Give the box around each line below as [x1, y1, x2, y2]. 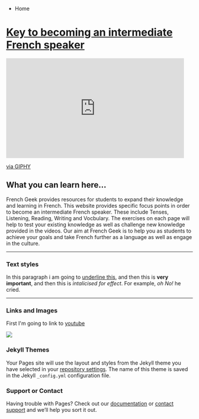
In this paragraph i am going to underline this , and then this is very [6, 273, 169, 281]
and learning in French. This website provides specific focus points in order [6, 202, 190, 209]
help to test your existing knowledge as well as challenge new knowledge [6, 221, 185, 228]
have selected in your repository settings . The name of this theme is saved [6, 365, 188, 372]
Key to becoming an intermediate [6, 26, 173, 39]
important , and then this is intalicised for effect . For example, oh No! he [6, 280, 181, 287]
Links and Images [6, 306, 58, 314]
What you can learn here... [6, 180, 107, 190]
